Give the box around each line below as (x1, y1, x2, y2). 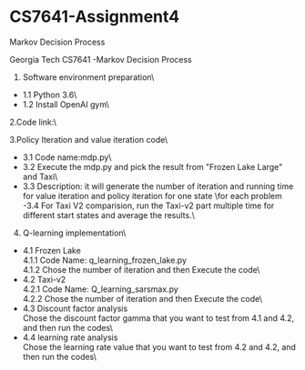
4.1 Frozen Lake (22, 245, 82, 255)
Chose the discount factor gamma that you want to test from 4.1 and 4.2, (22, 312, 295, 324)
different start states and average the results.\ (22, 209, 196, 220)
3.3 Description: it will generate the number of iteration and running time (22, 180, 294, 192)
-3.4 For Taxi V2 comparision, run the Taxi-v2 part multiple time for (22, 200, 275, 211)
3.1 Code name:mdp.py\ (22, 152, 112, 163)
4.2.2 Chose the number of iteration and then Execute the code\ (22, 293, 262, 304)
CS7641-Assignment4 (9, 6, 180, 27)
